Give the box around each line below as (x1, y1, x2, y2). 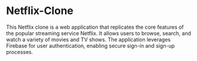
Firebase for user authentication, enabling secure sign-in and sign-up (6, 42, 175, 49)
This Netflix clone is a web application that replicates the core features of (6, 23, 184, 30)
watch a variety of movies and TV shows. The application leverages (6, 36, 171, 43)
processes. (6, 48, 34, 55)
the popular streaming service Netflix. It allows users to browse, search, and (6, 29, 192, 36)
